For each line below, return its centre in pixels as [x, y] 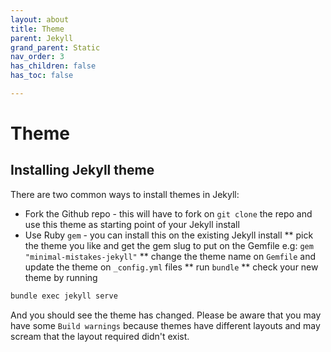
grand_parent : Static [55, 47]
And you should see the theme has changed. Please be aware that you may [166, 315]
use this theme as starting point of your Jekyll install [132, 224]
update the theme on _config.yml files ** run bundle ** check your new [171, 267]
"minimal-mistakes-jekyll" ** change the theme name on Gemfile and [170, 256]
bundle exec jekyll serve [64, 296]
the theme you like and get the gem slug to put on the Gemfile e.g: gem [169, 245]
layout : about [40, 19]
